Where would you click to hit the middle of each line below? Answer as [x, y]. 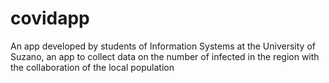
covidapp [50, 18]
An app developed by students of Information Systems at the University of [163, 46]
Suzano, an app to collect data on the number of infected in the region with [165, 56]
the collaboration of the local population [92, 67]
